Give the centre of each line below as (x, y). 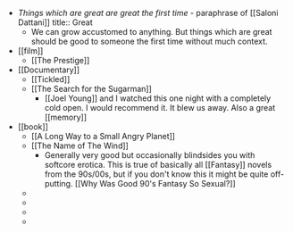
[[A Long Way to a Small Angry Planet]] (103, 136)
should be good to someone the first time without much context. (149, 41)
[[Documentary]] (49, 70)
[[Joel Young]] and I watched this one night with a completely (158, 98)
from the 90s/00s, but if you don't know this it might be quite (156, 174)
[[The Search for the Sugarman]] (91, 89)
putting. (59, 183)
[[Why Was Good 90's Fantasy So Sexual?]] (155, 183)
